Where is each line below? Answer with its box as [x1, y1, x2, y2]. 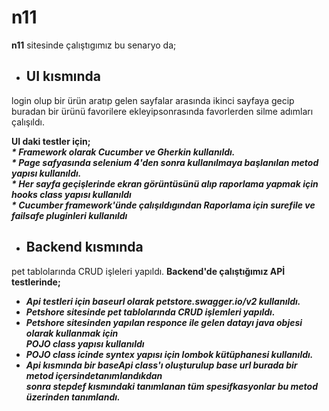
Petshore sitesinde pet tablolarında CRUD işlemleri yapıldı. [25, 306, 276, 318]
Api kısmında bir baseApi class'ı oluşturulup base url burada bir [25, 359, 298, 371]
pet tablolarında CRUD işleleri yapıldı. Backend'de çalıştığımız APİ [11, 265, 286, 277]
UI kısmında [25, 68, 102, 85]
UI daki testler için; [11, 135, 91, 147]
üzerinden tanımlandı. [25, 391, 121, 403]
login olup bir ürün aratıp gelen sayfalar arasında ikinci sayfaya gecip [11, 94, 295, 106]
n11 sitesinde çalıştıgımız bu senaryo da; [11, 39, 177, 51]
